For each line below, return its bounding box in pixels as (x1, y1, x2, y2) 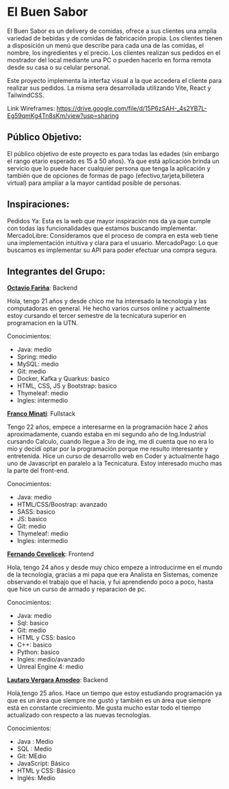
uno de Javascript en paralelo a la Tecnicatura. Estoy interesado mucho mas (7, 460, 222, 468)
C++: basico (16, 641, 53, 649)
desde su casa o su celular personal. (7, 63, 111, 71)
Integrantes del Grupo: (7, 265, 106, 277)
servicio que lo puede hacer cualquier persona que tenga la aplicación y (7, 164, 211, 172)
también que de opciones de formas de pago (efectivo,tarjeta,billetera (7, 171, 204, 179)
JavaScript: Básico (16, 760, 70, 768)
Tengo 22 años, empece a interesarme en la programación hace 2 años (7, 423, 208, 431)
